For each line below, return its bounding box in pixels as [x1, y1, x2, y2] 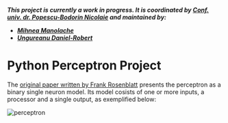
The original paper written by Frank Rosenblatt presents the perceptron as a [7, 80, 221, 89]
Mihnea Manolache [16, 27, 74, 34]
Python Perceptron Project [7, 58, 162, 74]
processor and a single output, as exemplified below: [7, 95, 156, 103]
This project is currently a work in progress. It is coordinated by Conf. [7, 6, 210, 14]
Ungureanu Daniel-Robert [16, 34, 93, 42]
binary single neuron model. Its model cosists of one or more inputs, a [7, 87, 205, 96]
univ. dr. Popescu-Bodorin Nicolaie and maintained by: [7, 13, 166, 21]
